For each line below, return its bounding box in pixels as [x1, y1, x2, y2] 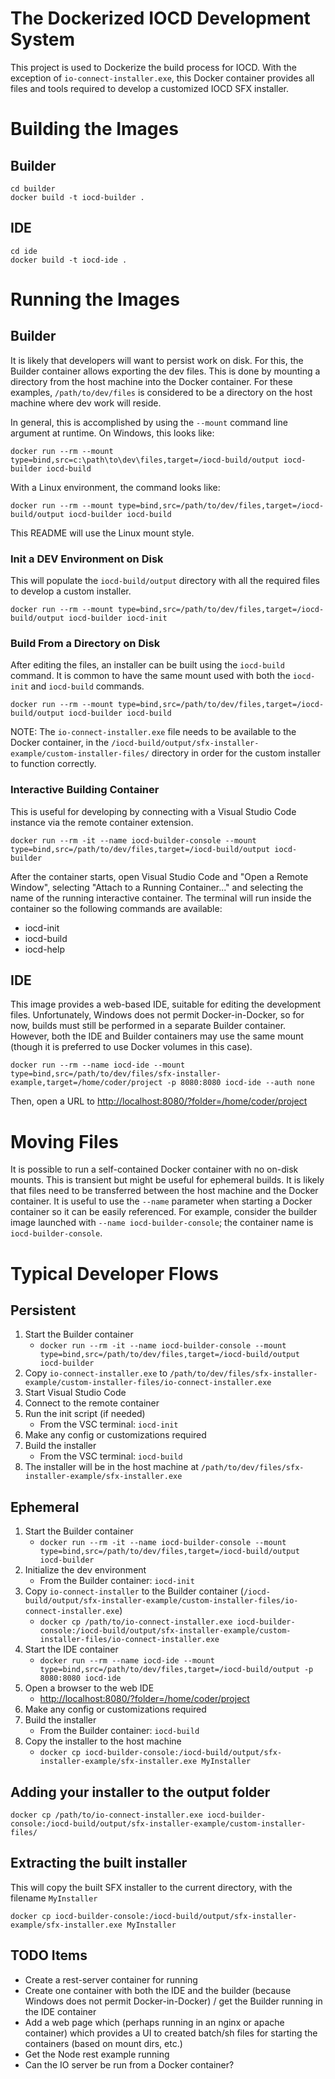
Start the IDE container [24, 1643, 119, 1656]
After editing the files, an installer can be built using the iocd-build [10, 659, 285, 671]
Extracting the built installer [10, 1855, 188, 1872]
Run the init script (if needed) [24, 1408, 146, 1420]
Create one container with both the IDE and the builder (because [24, 1984, 292, 1996]
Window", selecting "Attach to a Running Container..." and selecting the [10, 881, 304, 893]
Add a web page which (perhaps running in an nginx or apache [24, 2016, 285, 2028]
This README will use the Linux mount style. [10, 527, 195, 539]
